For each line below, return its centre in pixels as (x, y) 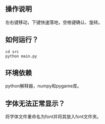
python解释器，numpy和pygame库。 (43, 86)
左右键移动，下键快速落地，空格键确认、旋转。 (54, 22)
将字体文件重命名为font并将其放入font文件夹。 (54, 117)
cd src (12, 52)
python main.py (21, 56)
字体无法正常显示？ (35, 104)
